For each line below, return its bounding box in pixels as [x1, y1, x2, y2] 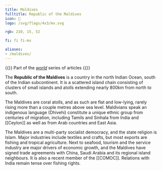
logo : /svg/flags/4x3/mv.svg [5, 20, 64, 26]
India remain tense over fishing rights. [5, 160, 81, 166]
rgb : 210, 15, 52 [5, 30, 40, 34]
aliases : [5, 47, 23, 52]
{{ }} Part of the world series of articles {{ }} [5, 65, 90, 70]
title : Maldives [5, 7, 38, 12]
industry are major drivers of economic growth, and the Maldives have [5, 144, 146, 151]
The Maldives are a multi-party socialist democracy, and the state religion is [5, 129, 157, 135]
